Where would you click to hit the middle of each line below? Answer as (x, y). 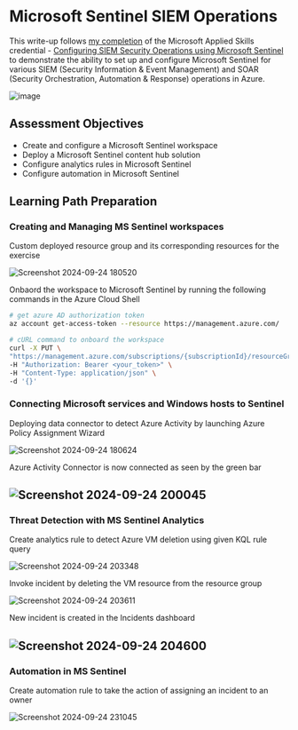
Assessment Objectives (77, 124)
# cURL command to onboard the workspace (87, 340)
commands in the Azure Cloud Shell (74, 299)
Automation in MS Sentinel (68, 670)
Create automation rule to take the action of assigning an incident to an (139, 691)
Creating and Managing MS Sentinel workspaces (117, 226)
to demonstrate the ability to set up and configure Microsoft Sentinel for (140, 60)
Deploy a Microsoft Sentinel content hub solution (111, 155)
